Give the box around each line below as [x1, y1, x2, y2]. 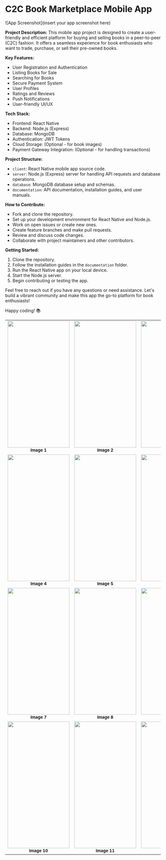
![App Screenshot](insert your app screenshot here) [5, 20, 111, 26]
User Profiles [12, 85, 39, 91]
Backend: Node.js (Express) [12, 125, 69, 132]
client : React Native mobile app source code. [12, 166, 106, 172]
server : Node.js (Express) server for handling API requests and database [12, 171, 161, 177]
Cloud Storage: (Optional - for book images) [12, 141, 102, 147]
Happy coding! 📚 [5, 308, 41, 314]
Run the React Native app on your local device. [12, 267, 108, 273]
